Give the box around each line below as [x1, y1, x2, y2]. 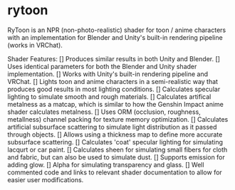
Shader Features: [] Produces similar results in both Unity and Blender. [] [7, 54, 221, 63]
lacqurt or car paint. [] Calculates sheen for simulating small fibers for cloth [7, 145, 228, 154]
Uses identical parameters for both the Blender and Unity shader [7, 62, 197, 70]
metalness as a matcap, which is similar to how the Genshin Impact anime [7, 100, 224, 108]
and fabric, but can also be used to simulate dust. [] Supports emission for [7, 152, 226, 162]
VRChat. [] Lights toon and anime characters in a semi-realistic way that [7, 77, 219, 85]
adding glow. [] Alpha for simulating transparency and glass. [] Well [7, 160, 204, 169]
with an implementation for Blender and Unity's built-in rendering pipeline [7, 33, 223, 41]
